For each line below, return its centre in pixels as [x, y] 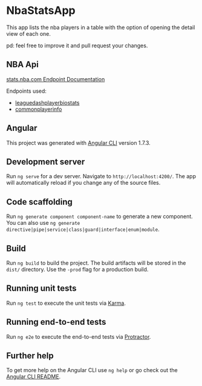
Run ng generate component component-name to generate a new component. [100, 216]
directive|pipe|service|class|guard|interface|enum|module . [83, 229]
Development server [46, 161]
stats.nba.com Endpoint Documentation [56, 79]
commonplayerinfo [38, 109]
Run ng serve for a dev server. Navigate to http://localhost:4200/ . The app [101, 176]
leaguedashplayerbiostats [47, 102]
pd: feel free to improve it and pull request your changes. [77, 45]
